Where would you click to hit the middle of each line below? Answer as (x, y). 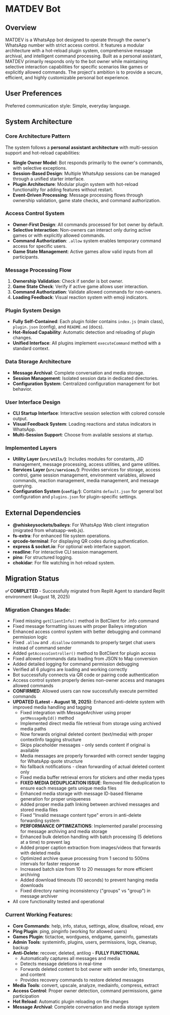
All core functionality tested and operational (58, 902)
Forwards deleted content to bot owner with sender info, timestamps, (93, 969)
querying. (23, 486)
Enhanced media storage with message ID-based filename (81, 794)
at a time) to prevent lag (45, 842)
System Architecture (39, 122)
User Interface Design (33, 402)
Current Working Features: (39, 915)
